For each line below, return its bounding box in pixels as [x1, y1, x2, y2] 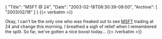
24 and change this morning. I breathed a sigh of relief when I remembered [5, 24, 157, 29]
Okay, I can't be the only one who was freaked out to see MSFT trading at [5, 19, 154, 24]
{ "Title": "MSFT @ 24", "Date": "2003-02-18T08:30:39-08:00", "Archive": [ [5, 4, 158, 10]
